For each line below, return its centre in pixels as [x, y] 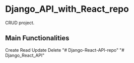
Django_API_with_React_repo [67, 9]
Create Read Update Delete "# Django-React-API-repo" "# [65, 50]
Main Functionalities [37, 38]
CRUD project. [20, 23]
